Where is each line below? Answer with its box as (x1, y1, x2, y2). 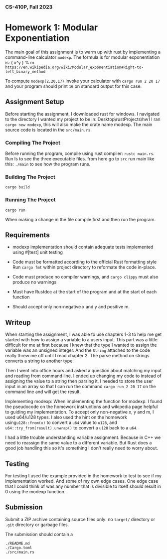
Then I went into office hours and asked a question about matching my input (5, 368, 162, 374)
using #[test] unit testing (12, 249, 63, 255)
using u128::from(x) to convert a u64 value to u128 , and (5, 419, 117, 425)
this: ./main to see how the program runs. (5, 161, 91, 167)
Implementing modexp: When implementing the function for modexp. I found (5, 399, 163, 405)
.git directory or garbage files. (5, 522, 69, 528)
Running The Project (5, 196, 56, 203)
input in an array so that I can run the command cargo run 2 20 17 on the (5, 384, 156, 390)
